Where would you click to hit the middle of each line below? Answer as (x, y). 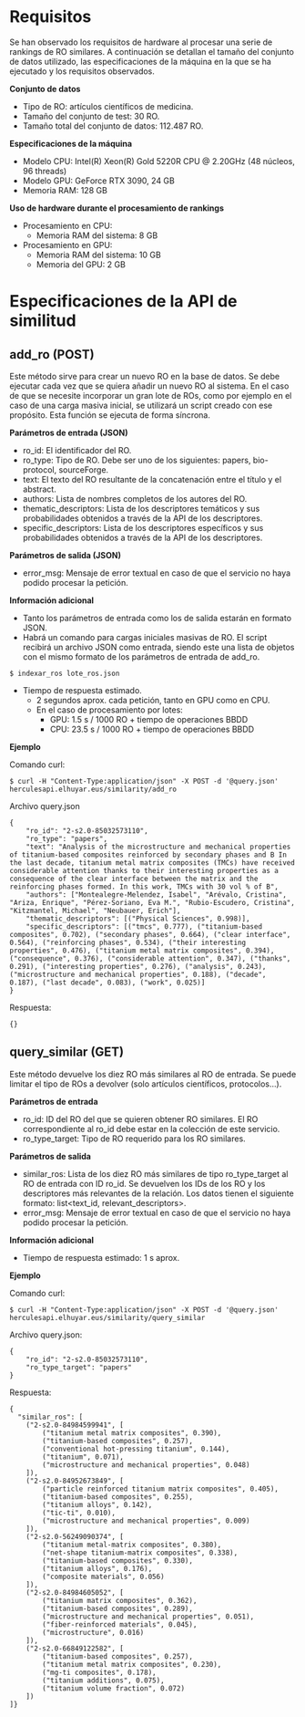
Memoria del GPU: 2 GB (81, 264)
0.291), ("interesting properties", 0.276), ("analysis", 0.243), (138, 966)
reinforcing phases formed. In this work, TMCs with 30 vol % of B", (144, 887)
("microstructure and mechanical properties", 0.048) (146, 1465)
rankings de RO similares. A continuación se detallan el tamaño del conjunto (152, 51)
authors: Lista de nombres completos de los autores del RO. (135, 498)
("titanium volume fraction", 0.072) (113, 1688)
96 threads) (45, 171)
